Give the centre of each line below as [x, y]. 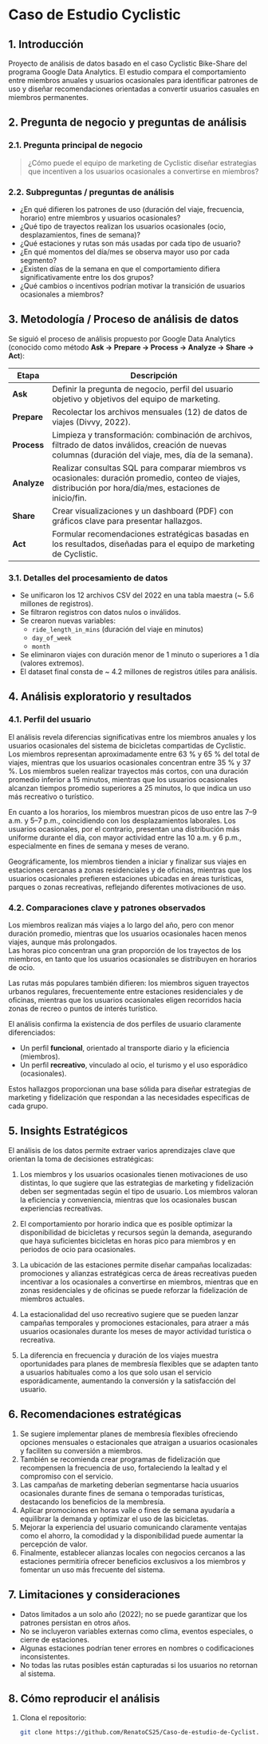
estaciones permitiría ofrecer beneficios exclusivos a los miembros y [132, 1561]
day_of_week [51, 639]
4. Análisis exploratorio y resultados [100, 697]
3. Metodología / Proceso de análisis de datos [124, 319]
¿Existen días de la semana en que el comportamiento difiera [120, 269]
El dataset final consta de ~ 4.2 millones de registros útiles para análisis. [138, 672]
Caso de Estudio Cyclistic [95, 15]
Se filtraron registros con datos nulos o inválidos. [100, 613]
